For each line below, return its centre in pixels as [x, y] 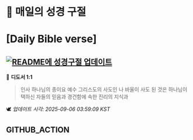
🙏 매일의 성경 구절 [46, 12]
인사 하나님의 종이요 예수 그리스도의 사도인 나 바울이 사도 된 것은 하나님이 [104, 90]
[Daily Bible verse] [51, 39]
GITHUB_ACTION [38, 130]
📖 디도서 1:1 [19, 77]
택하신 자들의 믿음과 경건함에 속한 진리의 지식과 [74, 97]
